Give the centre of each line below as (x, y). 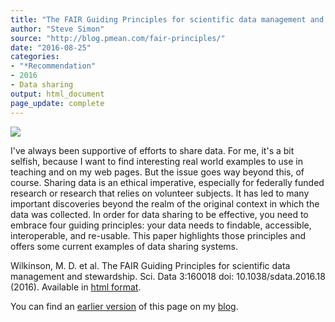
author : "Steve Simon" (57, 29)
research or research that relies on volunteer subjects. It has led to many (160, 193)
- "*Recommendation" (53, 66)
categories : (35, 57)
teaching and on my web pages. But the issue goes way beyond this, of (157, 172)
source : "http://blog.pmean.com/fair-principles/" (118, 38)
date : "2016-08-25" (51, 47)
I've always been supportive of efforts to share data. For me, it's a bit (152, 150)
